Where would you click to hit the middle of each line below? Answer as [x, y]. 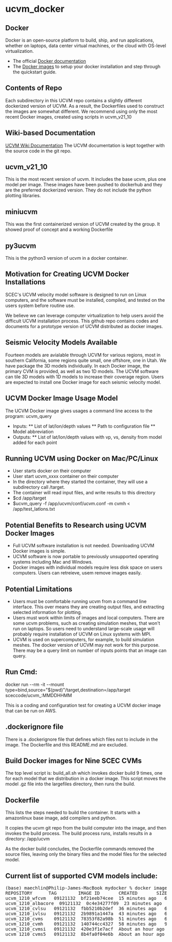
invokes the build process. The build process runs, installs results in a [79, 833]
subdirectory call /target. [39, 487]
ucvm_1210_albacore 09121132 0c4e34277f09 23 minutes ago [84, 903]
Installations [26, 282]
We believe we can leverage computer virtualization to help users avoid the [84, 315]
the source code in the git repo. [38, 151]
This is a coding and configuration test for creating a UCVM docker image [83, 705]
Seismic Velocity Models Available [61, 343]
